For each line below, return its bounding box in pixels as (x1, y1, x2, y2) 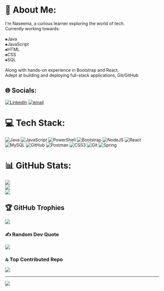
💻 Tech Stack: (5, 117, 65, 128)
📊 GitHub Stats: (5, 160, 72, 171)
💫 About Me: (5, 4, 57, 16)
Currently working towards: (5, 25, 60, 31)
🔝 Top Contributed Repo (5, 256, 63, 263)
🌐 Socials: (5, 86, 37, 95)
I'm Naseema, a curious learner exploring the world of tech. (5, 20, 125, 26)
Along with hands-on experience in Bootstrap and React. (5, 67, 119, 73)
